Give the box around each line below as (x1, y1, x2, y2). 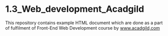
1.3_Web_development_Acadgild (5, 3, 144, 15)
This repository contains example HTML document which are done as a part (5, 20, 163, 26)
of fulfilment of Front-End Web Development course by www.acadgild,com (5, 25, 160, 31)
